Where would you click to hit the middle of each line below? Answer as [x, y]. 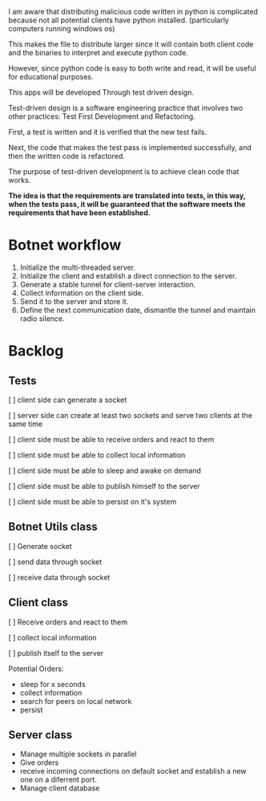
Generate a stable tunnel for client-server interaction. [108, 284]
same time [26, 424]
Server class [40, 735]
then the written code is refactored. [67, 156]
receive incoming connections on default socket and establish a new [133, 771]
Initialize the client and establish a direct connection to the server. [128, 275]
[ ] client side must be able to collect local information [97, 455]
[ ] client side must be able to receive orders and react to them [111, 439]
